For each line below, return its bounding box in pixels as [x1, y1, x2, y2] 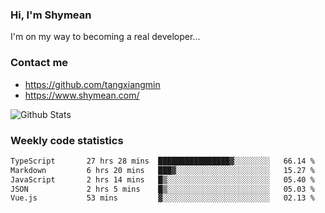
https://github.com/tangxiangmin [24, 78, 161, 90]
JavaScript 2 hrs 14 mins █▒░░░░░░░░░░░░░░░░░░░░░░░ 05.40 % [10, 174, 315, 185]
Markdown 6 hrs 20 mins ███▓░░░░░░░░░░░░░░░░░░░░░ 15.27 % [10, 165, 315, 175]
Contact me [10, 56, 69, 70]
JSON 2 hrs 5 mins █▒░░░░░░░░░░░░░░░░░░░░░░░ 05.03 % [10, 184, 315, 194]
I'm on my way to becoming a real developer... [10, 31, 201, 43]
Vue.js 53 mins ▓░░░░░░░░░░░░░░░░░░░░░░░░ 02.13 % [10, 193, 315, 203]
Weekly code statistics [10, 133, 124, 147]
